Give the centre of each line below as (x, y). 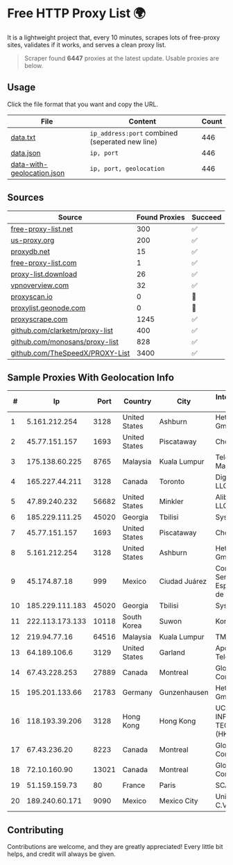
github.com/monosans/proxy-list (65, 342)
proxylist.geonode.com (48, 308)
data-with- (29, 164)
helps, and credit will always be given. (61, 854)
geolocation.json (38, 173)
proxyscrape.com (39, 319)
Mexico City (179, 801)
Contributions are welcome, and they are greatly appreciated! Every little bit (115, 847)
